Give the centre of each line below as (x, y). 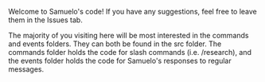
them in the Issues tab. (46, 20)
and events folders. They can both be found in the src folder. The (115, 44)
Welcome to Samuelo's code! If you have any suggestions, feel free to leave (132, 12)
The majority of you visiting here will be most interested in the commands (129, 35)
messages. (26, 69)
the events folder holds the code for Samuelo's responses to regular (120, 61)
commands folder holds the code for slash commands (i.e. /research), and (130, 52)
